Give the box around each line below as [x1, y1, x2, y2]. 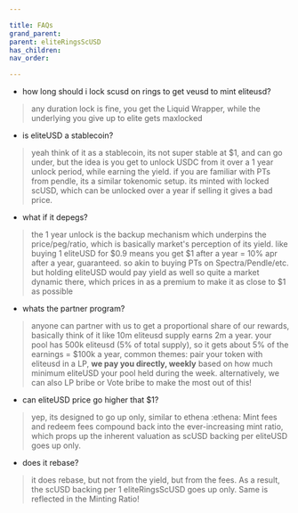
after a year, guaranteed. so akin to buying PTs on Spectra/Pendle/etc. [30, 257, 289, 268]
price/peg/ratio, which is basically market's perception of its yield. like [30, 239, 288, 249]
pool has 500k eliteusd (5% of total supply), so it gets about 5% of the [30, 339, 289, 350]
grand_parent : [9, 28, 62, 38]
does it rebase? [21, 458, 79, 468]
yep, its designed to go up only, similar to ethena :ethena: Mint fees [30, 411, 278, 423]
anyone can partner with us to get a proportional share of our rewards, [30, 321, 290, 331]
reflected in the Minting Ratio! [30, 493, 140, 504]
